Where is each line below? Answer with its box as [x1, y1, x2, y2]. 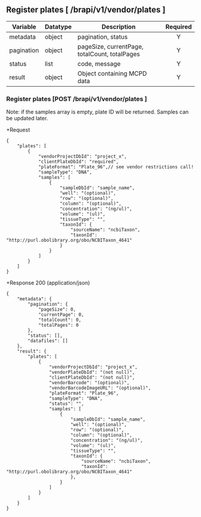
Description [101, 22, 136, 31]
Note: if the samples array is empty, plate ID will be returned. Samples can [6, 108, 189, 115]
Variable [11, 22, 36, 31]
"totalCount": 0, [38, 317, 82, 323]
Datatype [44, 22, 72, 31]
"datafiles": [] [28, 338, 68, 344]
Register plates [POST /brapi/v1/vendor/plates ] [6, 95, 148, 103]
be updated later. [6, 115, 48, 122]
